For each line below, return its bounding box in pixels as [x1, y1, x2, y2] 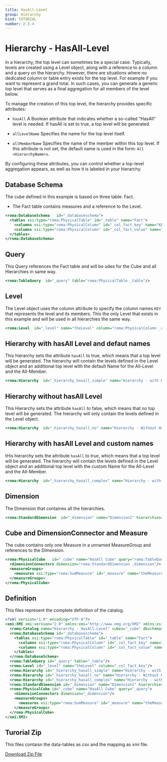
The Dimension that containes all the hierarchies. [5, 505, 105, 511]
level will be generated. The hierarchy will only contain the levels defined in [5, 410, 159, 417]
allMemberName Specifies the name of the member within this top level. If [12, 140, 160, 146]
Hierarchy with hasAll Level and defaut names [5, 340, 151, 348]
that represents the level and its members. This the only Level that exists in [5, 311, 158, 317]
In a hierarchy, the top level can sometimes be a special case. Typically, [5, 59, 152, 65]
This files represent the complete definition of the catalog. [5, 607, 124, 613]
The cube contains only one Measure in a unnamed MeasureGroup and [5, 542, 151, 548]
